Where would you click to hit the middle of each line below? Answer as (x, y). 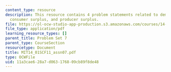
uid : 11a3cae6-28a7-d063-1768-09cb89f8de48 (52, 62)
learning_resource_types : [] (36, 33)
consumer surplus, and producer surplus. (54, 19)
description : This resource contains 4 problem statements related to (82, 15)
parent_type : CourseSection (35, 43)
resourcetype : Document (31, 48)
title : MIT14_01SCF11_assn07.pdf (41, 52)
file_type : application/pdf (35, 29)
